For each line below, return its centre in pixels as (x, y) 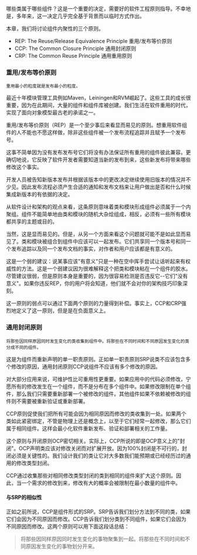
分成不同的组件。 (24, 347)
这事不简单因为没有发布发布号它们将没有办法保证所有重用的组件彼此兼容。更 (98, 153)
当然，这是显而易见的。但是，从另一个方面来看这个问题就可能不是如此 (91, 234)
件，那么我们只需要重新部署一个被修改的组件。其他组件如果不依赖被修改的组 (98, 394)
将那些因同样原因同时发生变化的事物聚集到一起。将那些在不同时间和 (103, 539)
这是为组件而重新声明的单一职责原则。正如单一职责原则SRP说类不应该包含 (96, 359)
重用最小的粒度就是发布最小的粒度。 (43, 86)
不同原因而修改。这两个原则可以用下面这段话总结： (68, 526)
